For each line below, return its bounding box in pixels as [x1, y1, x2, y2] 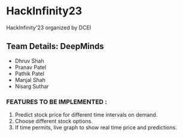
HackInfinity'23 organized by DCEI [6, 24, 91, 31]
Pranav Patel [14, 63, 47, 71]
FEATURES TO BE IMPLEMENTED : [6, 98, 108, 106]
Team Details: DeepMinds [6, 41, 104, 51]
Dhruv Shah [14, 57, 44, 64]
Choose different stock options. [14, 118, 93, 125]
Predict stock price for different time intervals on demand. [14, 111, 158, 118]
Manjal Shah [14, 76, 46, 83]
